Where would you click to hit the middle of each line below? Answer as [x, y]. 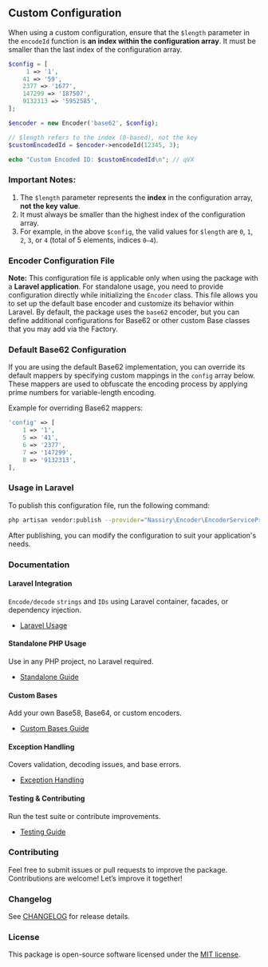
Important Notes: [42, 180]
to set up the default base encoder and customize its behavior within [121, 304]
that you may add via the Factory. [63, 329]
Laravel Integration [40, 584]
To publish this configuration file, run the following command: [109, 505]
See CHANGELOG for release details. [69, 917]
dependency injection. [45, 609]
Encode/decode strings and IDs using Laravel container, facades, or [118, 601]
